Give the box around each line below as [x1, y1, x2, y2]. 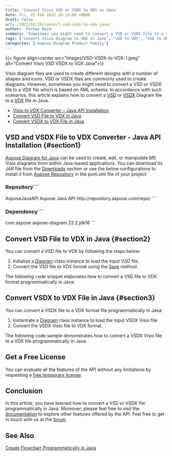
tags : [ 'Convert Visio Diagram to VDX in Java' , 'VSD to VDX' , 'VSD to [5, 36, 161, 41]
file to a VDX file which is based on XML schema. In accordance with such [5, 86, 162, 93]
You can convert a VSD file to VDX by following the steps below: [5, 248, 141, 254]
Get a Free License [5, 353, 66, 361]
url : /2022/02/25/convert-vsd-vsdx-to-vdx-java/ [5, 21, 111, 27]
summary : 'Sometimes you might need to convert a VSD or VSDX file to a [5, 31, 164, 36]
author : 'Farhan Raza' [5, 27, 54, 32]
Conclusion [5, 386, 43, 395]
